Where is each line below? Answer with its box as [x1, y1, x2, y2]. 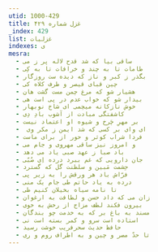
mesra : [8, 50, 31, 58]
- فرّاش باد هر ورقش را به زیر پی [15, 171, 129, 179]
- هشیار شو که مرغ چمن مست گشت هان [15, 87, 136, 96]
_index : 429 [8, 27, 49, 35]
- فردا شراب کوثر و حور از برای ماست [15, 133, 143, 141]
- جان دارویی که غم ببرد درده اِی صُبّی [15, 155, 143, 163]
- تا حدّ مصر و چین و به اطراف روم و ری [15, 231, 151, 240]
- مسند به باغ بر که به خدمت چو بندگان [15, 208, 151, 216]
